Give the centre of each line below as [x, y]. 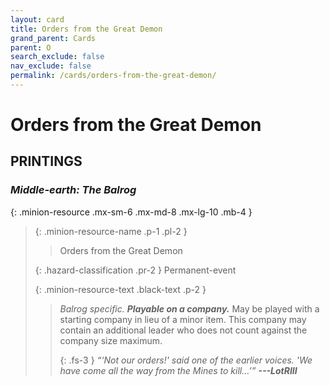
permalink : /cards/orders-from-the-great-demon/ [113, 76]
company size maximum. [111, 340]
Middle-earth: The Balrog [73, 190]
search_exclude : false [57, 57]
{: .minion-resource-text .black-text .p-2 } [120, 289]
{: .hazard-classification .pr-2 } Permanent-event [135, 270]
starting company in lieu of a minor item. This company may [183, 319]
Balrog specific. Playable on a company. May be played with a [189, 308]
